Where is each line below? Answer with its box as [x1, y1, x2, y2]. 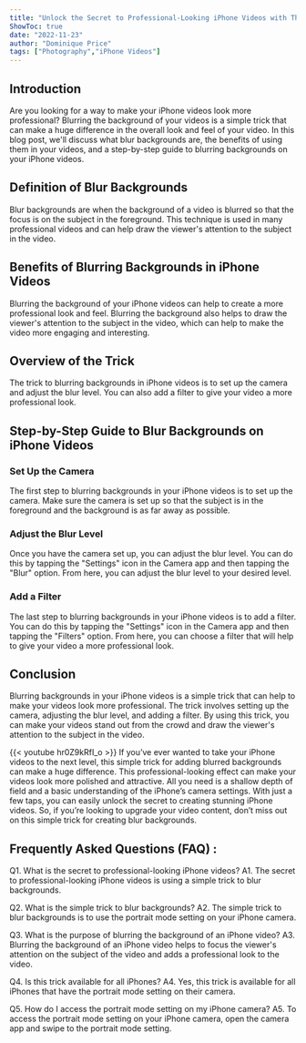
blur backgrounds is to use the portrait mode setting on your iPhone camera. [9, 912, 297, 923]
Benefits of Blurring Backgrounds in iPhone [9, 260, 260, 275]
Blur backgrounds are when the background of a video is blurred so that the [9, 204, 294, 215]
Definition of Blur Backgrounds [9, 179, 189, 196]
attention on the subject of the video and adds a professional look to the [9, 949, 280, 960]
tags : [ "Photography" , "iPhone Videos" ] [9, 47, 161, 56]
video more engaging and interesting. [9, 327, 150, 338]
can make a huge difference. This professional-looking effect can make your [9, 766, 297, 777]
